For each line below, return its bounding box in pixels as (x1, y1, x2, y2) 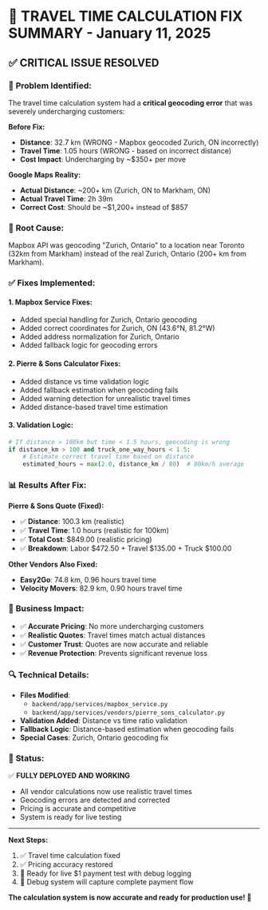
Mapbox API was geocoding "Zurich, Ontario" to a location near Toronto (8, 240, 245, 250)
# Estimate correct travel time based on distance (22, 453, 195, 461)
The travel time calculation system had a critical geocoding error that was (8, 97, 253, 107)
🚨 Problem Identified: (8, 80, 92, 91)
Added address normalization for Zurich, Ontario (19, 332, 179, 342)
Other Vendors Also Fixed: (8, 559, 98, 569)
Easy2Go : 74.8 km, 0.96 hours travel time (19, 574, 157, 584)
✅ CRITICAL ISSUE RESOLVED (8, 56, 160, 70)
